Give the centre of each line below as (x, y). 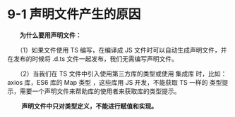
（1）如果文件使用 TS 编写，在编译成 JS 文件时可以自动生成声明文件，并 (123, 50)
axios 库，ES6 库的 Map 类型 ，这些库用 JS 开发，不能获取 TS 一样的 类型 (115, 82)
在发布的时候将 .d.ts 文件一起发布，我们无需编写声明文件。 (93, 58)
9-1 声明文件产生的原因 (74, 14)
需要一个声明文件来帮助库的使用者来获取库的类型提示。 (100, 91)
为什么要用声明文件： (51, 35)
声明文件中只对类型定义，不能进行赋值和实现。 (89, 106)
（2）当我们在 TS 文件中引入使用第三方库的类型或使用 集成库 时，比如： (123, 74)
